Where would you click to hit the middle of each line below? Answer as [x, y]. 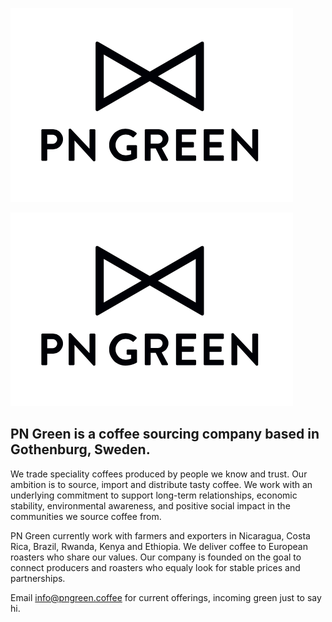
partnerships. [38, 578]
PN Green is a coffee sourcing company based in [165, 434]
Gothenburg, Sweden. [80, 449]
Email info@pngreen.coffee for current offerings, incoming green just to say [166, 597]
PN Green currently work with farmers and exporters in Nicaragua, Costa [160, 535]
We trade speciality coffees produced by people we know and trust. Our [159, 474]
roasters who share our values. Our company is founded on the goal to [156, 557]
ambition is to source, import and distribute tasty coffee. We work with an [161, 484]
